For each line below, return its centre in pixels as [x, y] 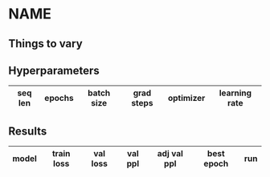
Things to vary [45, 44]
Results [28, 131]
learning [235, 93]
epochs [59, 99]
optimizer [186, 99]
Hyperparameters [54, 70]
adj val [170, 154]
